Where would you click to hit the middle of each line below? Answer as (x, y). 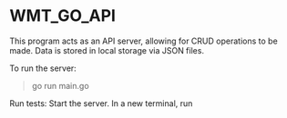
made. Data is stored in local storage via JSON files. (107, 50)
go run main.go (60, 85)
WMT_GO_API (63, 16)
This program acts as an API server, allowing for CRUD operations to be (143, 41)
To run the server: (43, 68)
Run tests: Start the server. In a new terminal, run (101, 103)
